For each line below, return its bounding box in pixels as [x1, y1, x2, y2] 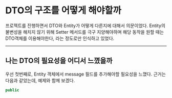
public [5, 87, 19, 92]
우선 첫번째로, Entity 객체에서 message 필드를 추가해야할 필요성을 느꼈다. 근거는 [5, 71, 166, 77]
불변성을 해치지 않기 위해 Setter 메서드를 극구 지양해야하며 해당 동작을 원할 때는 [5, 29, 164, 35]
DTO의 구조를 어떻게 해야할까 [5, 5, 121, 16]
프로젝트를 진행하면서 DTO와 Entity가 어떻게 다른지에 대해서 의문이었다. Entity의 [5, 22, 165, 29]
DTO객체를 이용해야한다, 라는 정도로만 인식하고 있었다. [5, 35, 115, 41]
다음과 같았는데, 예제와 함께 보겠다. [5, 77, 75, 83]
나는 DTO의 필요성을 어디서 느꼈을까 [5, 57, 113, 65]
